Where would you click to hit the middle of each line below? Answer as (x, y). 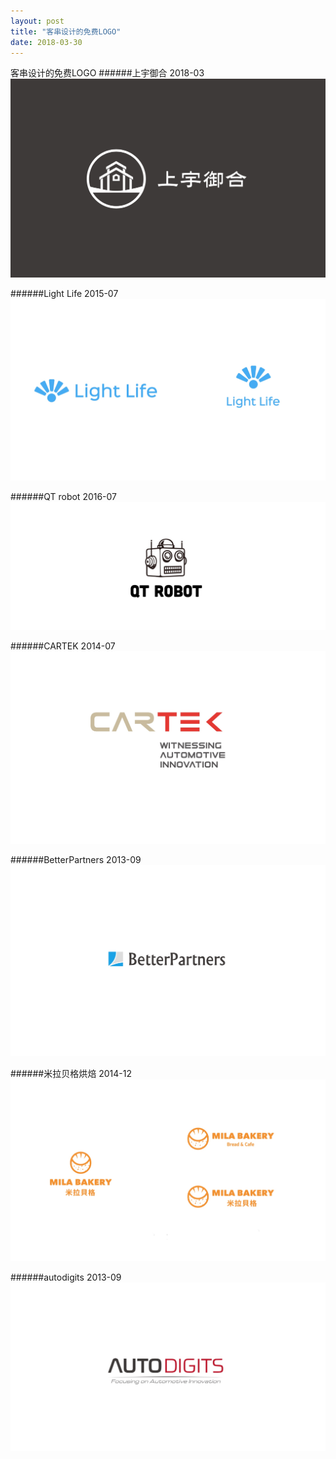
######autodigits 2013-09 (66, 1277)
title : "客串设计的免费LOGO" (66, 31)
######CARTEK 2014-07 (63, 646)
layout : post (37, 21)
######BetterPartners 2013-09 (76, 859)
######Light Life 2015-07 (64, 293)
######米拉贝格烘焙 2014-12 (71, 1074)
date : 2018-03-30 (46, 42)
